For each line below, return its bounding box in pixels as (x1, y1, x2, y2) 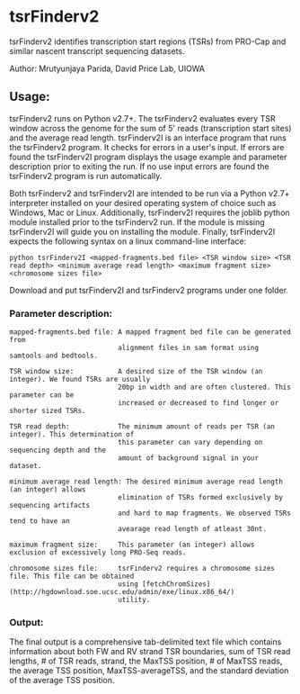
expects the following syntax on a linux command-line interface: (9, 236, 247, 247)
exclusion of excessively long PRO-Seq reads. (9, 548, 187, 557)
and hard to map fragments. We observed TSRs (118, 509, 292, 518)
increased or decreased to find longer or (118, 399, 279, 408)
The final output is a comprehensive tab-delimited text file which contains (9, 636, 282, 647)
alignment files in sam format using (118, 344, 259, 353)
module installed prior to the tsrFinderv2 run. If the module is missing (9, 216, 265, 227)
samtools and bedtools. (9, 351, 99, 361)
